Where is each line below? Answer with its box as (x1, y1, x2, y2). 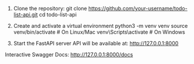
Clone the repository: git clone (13, 5, 87, 12)
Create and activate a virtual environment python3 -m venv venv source (13, 23, 188, 29)
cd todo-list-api (39, 11, 77, 18)
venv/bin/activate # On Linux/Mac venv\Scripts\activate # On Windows (13, 29, 185, 35)
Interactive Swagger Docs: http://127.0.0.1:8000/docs (5, 51, 133, 58)
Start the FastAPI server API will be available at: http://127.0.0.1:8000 (13, 40, 179, 47)
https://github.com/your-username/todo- (88, 5, 188, 12)
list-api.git (13, 11, 38, 18)
